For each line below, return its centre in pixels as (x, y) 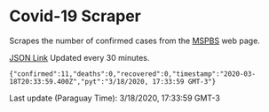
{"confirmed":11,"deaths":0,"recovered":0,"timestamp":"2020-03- (132, 74)
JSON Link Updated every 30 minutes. (79, 57)
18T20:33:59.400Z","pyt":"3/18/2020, (79, 81)
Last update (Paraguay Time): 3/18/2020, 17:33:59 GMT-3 (115, 98)
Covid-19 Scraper (75, 16)
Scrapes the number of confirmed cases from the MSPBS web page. (134, 41)
